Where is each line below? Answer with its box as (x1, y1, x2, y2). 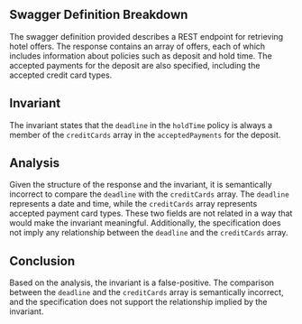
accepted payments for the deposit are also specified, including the (9, 60, 261, 70)
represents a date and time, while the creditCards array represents (9, 199, 258, 209)
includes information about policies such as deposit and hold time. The (9, 50, 272, 61)
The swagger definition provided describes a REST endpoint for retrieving (9, 31, 284, 42)
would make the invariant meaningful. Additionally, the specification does (9, 218, 281, 228)
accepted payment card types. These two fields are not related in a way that (9, 208, 293, 219)
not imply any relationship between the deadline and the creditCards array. (9, 227, 288, 238)
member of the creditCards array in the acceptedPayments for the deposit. (9, 129, 281, 140)
